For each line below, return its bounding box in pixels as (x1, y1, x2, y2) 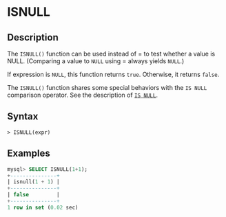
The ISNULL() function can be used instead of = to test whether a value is (7, 49, 216, 58)
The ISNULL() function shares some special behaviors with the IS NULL (7, 84, 207, 91)
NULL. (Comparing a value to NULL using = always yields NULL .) (7, 57, 185, 65)
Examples (7, 148, 50, 159)
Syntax (7, 111, 39, 122)
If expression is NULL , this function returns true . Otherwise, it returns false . (7, 70, 220, 78)
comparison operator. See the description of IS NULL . (7, 91, 158, 99)
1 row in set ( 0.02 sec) (7, 204, 79, 211)
